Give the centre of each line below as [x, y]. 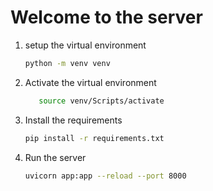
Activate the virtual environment [90, 82]
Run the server [55, 157]
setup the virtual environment [85, 45]
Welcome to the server [106, 17]
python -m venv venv [67, 63]
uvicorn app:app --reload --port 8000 [105, 176]
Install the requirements [73, 120]
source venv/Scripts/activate [101, 101]
